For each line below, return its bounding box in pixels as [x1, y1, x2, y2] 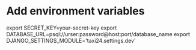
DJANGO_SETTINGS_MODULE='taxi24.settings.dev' [6, 37, 136, 44]
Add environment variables [6, 4, 145, 18]
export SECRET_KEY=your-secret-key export [6, 24, 117, 31]
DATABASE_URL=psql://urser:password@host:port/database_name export [6, 30, 191, 37]
